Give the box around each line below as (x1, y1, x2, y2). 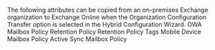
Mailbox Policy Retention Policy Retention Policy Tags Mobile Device (7, 27, 202, 36)
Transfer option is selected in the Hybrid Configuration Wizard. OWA (7, 21, 203, 28)
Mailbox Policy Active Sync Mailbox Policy (7, 35, 127, 43)
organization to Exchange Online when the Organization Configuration (7, 13, 207, 21)
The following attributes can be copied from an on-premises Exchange (7, 6, 209, 14)
